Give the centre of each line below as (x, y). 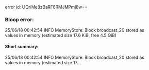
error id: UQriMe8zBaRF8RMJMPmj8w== (46, 7)
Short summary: (22, 46)
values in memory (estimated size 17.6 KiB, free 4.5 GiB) (61, 35)
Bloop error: (19, 19)
